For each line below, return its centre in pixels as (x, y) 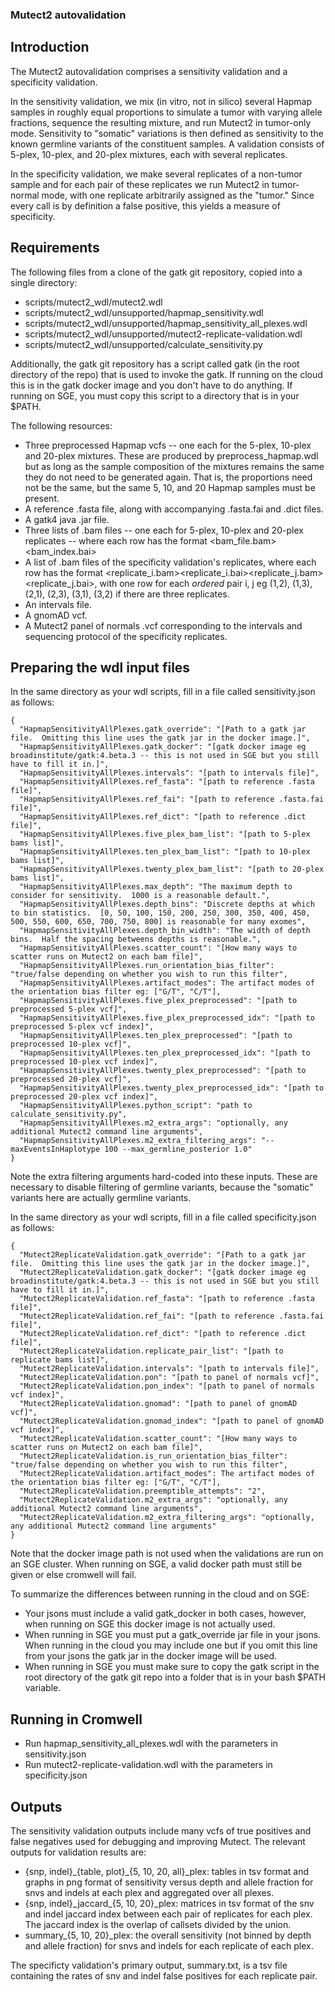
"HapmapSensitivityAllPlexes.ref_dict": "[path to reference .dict (163, 817)
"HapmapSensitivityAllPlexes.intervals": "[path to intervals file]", (169, 773)
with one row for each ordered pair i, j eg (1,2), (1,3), (206, 583)
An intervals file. (58, 604)
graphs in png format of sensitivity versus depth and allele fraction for (169, 1882)
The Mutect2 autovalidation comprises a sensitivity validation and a (149, 71)
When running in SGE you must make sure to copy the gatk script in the (172, 1667)
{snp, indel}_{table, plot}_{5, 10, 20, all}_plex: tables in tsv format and (167, 1871)
